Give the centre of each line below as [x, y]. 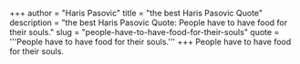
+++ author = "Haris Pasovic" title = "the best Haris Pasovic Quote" [136, 13]
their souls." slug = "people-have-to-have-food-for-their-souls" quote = [145, 32]
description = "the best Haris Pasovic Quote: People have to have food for [149, 23]
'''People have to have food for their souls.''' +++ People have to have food [150, 41]
